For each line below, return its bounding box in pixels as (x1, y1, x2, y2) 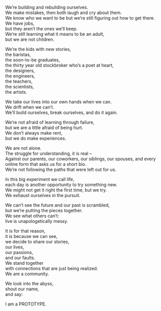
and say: (5, 291, 23, 297)
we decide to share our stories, (5, 239, 70, 244)
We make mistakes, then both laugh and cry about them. (5, 10, 122, 16)
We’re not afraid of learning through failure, (5, 119, 95, 125)
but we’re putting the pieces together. (5, 208, 83, 213)
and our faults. (5, 255, 36, 261)
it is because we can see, (5, 233, 58, 239)
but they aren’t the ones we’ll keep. (5, 26, 78, 32)
